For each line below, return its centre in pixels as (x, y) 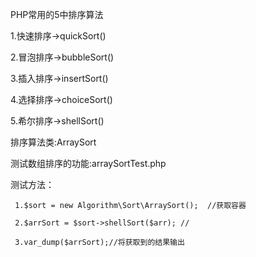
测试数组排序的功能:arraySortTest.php (88, 163)
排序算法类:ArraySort (53, 142)
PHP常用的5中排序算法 (57, 14)
